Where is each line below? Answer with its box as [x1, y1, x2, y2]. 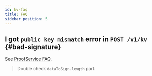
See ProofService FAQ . [5, 56, 52, 62]
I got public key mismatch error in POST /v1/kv [5, 35, 148, 43]
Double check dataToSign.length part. [17, 66, 96, 72]
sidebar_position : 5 [5, 16, 48, 21]
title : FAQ [5, 12, 28, 17]
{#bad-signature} [5, 43, 61, 51]
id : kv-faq [5, 7, 28, 12]
